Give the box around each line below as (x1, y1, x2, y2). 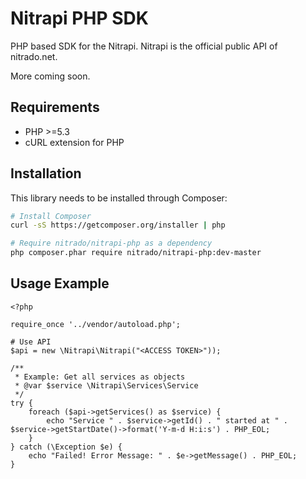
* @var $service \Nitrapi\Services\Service (14, 380, 199, 391)
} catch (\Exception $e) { (10, 442, 123, 452)
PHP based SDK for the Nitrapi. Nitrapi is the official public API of (10, 40, 278, 52)
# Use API (10, 337, 52, 347)
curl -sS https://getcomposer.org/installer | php (10, 220, 226, 231)
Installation (10, 165, 82, 182)
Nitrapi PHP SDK (10, 7, 149, 30)
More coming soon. (10, 70, 91, 82)
